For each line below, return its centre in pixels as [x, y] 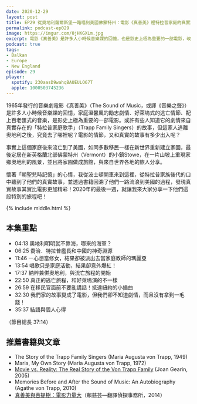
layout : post [22, 17]
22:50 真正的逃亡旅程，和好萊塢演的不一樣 [66, 280]
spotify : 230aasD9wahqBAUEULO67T [52, 83]
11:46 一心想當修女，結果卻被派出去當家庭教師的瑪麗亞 [80, 258]
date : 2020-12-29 [27, 11]
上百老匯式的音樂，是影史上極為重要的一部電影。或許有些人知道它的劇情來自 [98, 120]
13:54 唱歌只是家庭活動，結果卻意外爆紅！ [66, 265]
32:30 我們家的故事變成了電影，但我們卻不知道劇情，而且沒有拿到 [94, 295]
